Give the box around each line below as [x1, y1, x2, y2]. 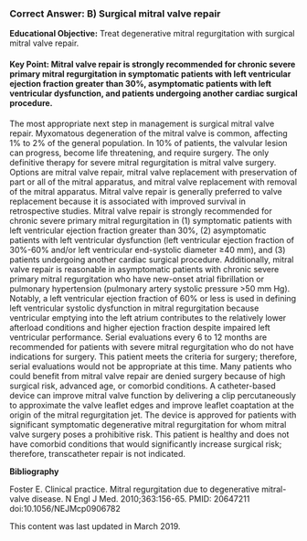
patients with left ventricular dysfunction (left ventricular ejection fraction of [9, 234, 295, 245]
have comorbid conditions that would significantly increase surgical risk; [9, 438, 282, 450]
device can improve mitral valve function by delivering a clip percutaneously [9, 389, 297, 400]
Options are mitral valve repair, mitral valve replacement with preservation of [9, 166, 298, 177]
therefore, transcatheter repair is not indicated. [9, 448, 185, 459]
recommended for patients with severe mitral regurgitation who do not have [9, 341, 294, 352]
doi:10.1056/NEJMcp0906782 [9, 503, 122, 514]
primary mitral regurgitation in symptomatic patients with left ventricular [9, 68, 291, 80]
